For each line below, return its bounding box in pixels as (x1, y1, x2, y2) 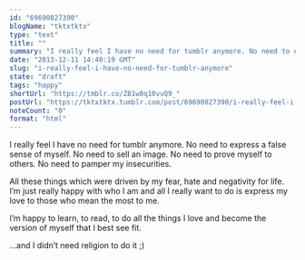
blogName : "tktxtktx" (9, 22, 92, 31)
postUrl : (9, 97, 43, 107)
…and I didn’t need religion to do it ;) (9, 240, 145, 251)
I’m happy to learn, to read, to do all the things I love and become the (9, 213, 267, 224)
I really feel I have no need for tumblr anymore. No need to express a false (9, 140, 287, 150)
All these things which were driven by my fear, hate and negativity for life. (9, 176, 284, 187)
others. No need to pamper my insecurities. (9, 159, 172, 169)
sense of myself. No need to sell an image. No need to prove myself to (9, 149, 272, 159)
